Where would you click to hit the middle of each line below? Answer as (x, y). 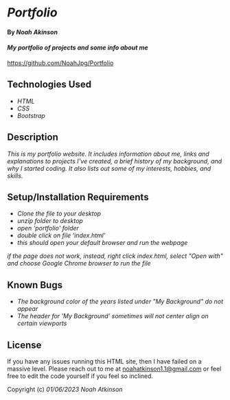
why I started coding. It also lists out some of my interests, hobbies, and (109, 168)
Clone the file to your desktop (59, 213)
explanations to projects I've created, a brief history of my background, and (115, 161)
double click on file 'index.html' (61, 235)
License (24, 345)
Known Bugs (35, 285)
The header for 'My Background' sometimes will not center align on (113, 316)
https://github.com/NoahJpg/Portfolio (60, 62)
